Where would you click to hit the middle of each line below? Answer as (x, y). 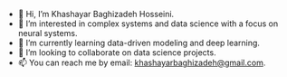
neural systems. (48, 33)
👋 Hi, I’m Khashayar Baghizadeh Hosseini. (96, 14)
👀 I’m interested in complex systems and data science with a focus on (148, 24)
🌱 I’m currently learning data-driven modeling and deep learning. (139, 43)
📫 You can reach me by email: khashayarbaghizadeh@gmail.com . (142, 63)
